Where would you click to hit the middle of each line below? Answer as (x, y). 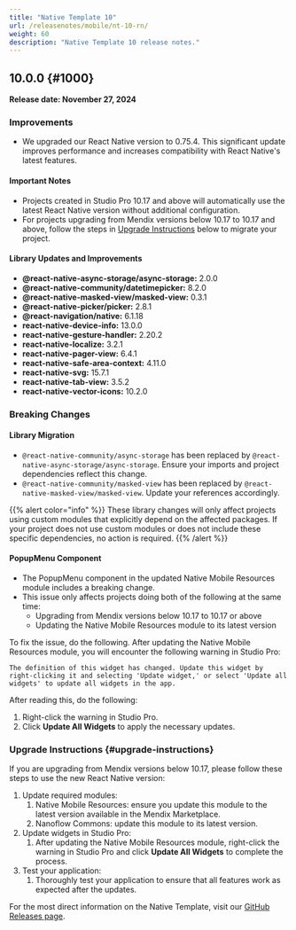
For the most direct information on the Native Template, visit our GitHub (140, 907)
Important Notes (40, 180)
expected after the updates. (86, 890)
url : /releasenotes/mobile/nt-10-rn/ (79, 26)
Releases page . (37, 916)
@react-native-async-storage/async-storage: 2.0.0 (120, 278)
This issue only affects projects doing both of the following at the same (152, 597)
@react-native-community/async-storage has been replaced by (136, 455)
